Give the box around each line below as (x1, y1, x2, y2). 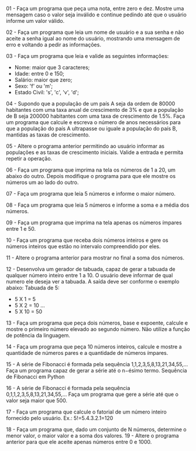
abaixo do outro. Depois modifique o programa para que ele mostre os (6, 173, 176, 179)
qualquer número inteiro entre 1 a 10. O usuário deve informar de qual (6, 272, 173, 279)
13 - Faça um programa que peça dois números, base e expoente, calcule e (6, 319, 188, 326)
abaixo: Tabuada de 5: (6, 284, 60, 291)
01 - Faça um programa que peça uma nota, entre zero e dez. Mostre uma (6, 5, 184, 12)
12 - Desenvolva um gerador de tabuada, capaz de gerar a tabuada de (6, 266, 176, 272)
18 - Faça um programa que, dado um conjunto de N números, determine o (6, 426, 187, 433)
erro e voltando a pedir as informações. (6, 41, 101, 48)
